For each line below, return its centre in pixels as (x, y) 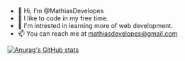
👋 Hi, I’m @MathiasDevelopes (61, 11)
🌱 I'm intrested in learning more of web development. (95, 26)
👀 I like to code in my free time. (63, 18)
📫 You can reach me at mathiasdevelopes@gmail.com (97, 34)
